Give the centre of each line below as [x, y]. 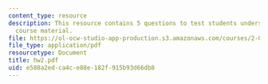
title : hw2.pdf [33, 61]
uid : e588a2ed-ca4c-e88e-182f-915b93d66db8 [82, 68]
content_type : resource [48, 16]
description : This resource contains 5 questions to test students [123, 23]
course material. [44, 30]
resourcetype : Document [48, 53]
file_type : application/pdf [55, 46]
